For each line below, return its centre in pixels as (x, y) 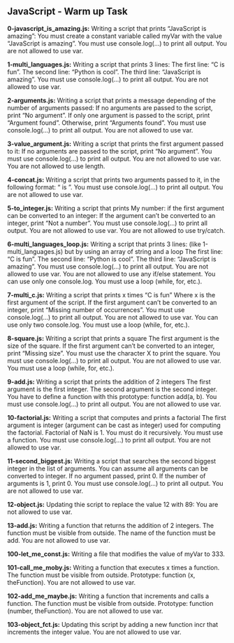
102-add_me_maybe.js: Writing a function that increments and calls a (108, 596)
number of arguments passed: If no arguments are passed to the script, (110, 107)
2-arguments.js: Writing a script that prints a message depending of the (112, 100)
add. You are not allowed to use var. (59, 540)
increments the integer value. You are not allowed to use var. (94, 632)
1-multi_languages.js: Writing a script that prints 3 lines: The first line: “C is (116, 64)
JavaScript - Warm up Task (67, 12)
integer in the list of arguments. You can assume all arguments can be (108, 468)
